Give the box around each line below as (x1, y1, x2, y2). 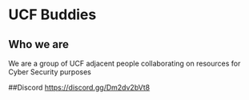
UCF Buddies (8, 6, 97, 24)
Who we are (8, 38, 70, 51)
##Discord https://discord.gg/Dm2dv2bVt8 (8, 82, 151, 92)
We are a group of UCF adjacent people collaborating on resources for (8, 58, 241, 68)
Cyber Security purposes (8, 67, 92, 77)
